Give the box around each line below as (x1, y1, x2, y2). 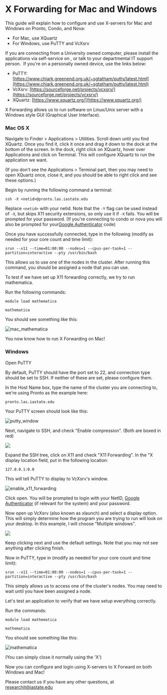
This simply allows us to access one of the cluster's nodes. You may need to (5, 582, 162, 588)
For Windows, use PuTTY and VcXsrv (12, 40, 90, 46)
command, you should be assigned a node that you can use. (5, 264, 129, 270)
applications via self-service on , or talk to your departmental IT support (5, 55, 153, 61)
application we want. (5, 157, 48, 163)
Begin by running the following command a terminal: (5, 187, 113, 193)
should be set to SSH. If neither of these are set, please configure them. (5, 374, 153, 380)
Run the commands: (5, 607, 46, 613)
